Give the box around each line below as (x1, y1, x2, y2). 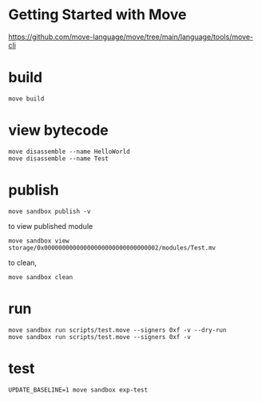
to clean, (8, 258, 38, 267)
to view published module (8, 221, 93, 231)
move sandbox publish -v (8, 207, 91, 215)
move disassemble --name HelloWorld (8, 148, 130, 156)
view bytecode (8, 121, 109, 140)
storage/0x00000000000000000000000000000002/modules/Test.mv (8, 243, 216, 252)
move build (8, 94, 45, 103)
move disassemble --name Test (8, 154, 109, 163)
